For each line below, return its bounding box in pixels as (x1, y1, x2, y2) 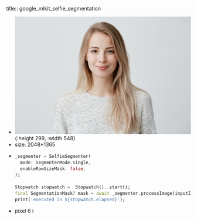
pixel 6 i (14, 207, 34, 214)
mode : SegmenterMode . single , (20, 160, 91, 165)
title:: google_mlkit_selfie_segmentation (6, 5, 101, 12)
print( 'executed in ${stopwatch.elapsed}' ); (14, 197, 125, 202)
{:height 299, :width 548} (14, 134, 76, 141)
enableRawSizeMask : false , (20, 165, 86, 172)
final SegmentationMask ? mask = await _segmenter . (14, 191, 141, 197)
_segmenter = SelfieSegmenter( (14, 153, 91, 159)
